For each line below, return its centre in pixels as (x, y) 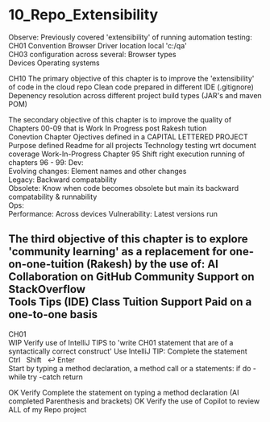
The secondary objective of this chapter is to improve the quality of (120, 119)
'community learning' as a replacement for (118, 252)
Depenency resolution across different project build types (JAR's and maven (135, 95)
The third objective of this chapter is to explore (128, 239)
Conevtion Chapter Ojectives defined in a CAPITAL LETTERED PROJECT (128, 137)
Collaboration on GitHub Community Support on (132, 277)
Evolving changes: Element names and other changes (98, 171)
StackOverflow (47, 290)
